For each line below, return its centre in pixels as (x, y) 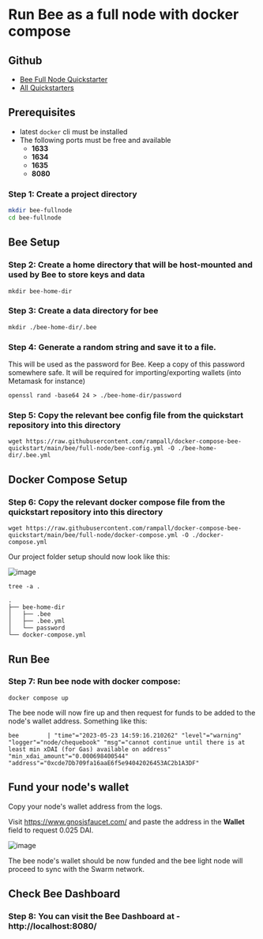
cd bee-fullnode (35, 218)
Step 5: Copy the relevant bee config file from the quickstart (126, 415)
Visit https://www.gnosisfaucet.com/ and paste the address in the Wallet (126, 821)
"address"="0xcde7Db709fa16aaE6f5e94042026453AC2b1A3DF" (104, 763)
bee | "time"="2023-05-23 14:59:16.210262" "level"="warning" (125, 735)
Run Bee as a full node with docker (124, 15)
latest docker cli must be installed (73, 131)
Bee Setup (34, 242)
